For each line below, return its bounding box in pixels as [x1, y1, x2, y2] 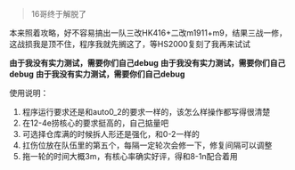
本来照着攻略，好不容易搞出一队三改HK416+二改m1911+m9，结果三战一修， [9, 28, 287, 38]
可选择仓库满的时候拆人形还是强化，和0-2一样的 [21, 129, 201, 139]
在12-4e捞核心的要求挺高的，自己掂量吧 [21, 117, 169, 128]
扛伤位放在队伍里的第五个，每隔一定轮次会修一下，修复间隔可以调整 [21, 140, 273, 150]
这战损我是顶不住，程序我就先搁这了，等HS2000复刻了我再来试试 [9, 39, 251, 49]
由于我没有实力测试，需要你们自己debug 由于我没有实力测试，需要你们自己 [9, 58, 286, 68]
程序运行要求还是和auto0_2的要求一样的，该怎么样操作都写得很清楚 [21, 107, 270, 117]
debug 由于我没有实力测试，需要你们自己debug [9, 69, 185, 79]
